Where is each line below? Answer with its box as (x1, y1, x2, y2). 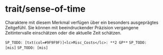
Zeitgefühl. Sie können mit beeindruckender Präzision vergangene (5, 24, 139, 30)
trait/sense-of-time (5, 3, 86, 15)
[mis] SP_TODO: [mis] (5, 45, 48, 50)
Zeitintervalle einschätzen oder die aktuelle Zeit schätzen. (5, 30, 121, 36)
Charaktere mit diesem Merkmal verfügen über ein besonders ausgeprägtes (5, 19, 159, 25)
